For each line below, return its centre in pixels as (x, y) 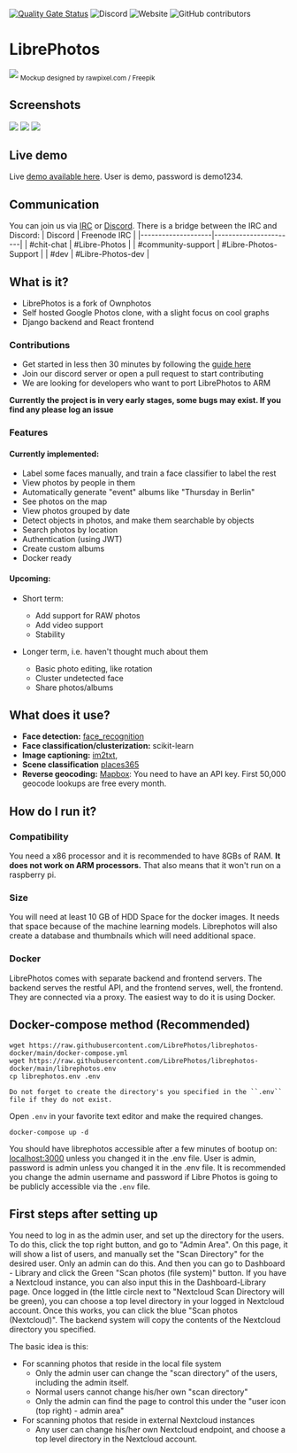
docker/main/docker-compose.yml (69, 1053)
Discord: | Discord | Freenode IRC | (73, 236)
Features (29, 432)
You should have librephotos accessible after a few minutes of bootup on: (143, 1148)
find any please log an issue (61, 410)
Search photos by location (70, 530)
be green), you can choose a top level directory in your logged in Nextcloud (147, 1301)
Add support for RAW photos (88, 615)
